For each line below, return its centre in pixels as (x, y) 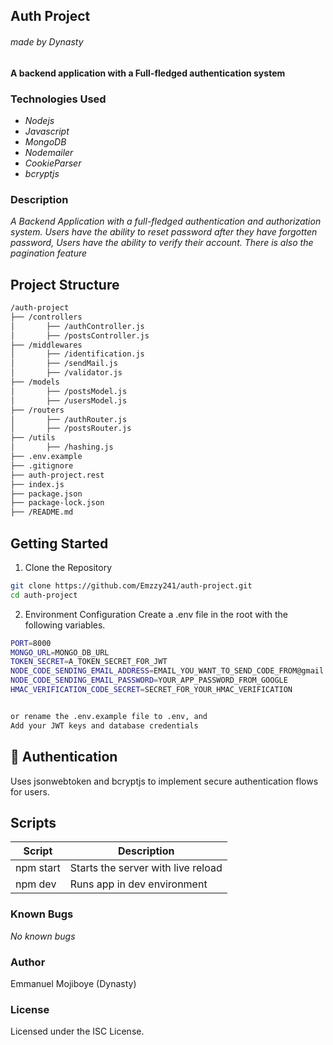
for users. (30, 791)
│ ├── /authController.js (77, 326)
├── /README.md (42, 512)
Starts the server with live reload (146, 868)
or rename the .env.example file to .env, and (109, 716)
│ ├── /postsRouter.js (71, 429)
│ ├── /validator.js (66, 373)
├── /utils (33, 438)
